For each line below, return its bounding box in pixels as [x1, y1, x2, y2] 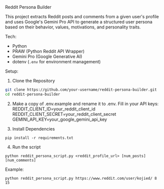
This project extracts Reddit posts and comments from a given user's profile [5, 14, 159, 19]
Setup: [5, 68, 19, 74]
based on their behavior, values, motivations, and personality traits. [5, 24, 141, 30]
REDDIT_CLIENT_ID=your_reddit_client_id [12, 106, 96, 112]
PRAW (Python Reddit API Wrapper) [12, 49, 85, 54]
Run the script [12, 144, 41, 150]
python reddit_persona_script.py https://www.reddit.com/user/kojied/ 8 [5, 176, 157, 181]
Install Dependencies [12, 126, 55, 132]
